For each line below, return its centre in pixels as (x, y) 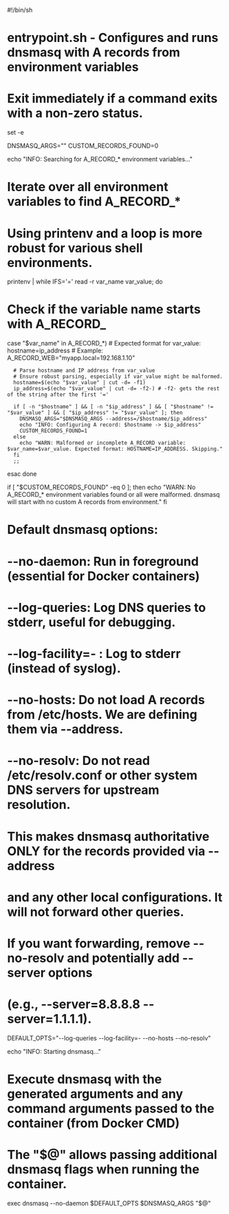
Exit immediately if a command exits (112, 99)
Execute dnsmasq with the (85, 1079)
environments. (50, 262)
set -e (15, 132)
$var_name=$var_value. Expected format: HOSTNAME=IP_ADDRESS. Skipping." (115, 449)
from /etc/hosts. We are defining (102, 715)
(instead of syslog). (64, 668)
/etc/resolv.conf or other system (102, 776)
